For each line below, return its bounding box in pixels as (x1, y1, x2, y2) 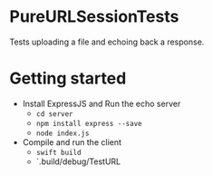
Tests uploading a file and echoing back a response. (9, 36, 205, 47)
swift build (35, 148, 82, 157)
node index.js (35, 129, 90, 138)
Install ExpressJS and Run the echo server (22, 98, 181, 109)
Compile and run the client (22, 136, 122, 147)
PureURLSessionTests (9, 6, 179, 27)
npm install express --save (35, 119, 142, 128)
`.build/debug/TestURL (35, 156, 121, 167)
